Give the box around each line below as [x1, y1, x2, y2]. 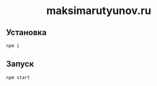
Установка [6, 27, 47, 37]
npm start [6, 74, 31, 80]
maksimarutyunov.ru [46, 4, 152, 18]
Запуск [6, 59, 34, 69]
